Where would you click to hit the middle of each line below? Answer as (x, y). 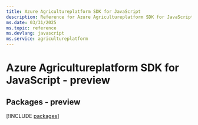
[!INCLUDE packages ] (33, 116)
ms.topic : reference (32, 28)
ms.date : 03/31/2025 (32, 22)
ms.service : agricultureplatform (47, 39)
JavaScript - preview (58, 80)
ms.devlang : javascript (35, 33)
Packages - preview (43, 102)
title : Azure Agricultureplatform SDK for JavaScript (74, 11)
